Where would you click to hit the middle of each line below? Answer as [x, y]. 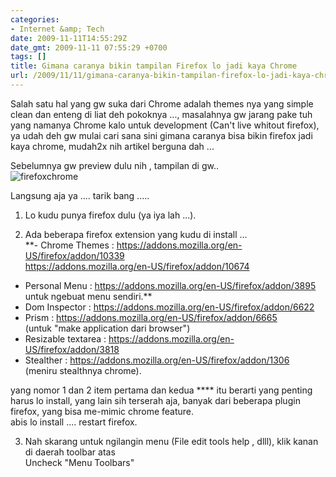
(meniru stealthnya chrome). [83, 370]
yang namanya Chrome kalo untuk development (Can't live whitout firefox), [165, 125]
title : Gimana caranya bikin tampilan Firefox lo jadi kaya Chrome [154, 66]
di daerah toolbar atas [70, 452]
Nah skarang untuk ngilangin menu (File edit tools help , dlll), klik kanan [171, 441]
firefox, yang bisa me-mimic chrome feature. [102, 411]
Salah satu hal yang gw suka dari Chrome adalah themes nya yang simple [162, 103]
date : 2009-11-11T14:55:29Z [69, 38]
